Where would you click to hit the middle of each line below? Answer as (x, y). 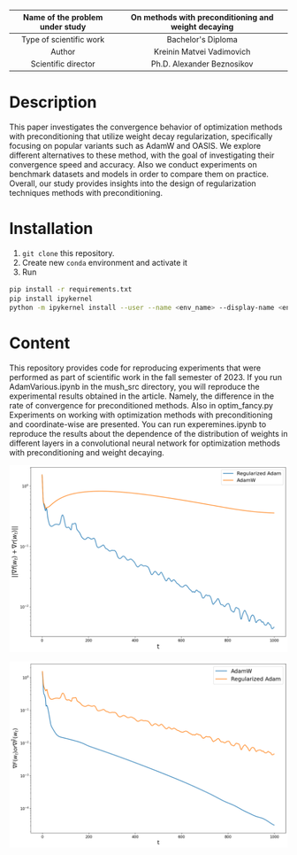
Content (40, 343)
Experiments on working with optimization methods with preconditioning (141, 415)
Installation (51, 228)
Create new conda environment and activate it (105, 262)
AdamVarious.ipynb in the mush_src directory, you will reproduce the (134, 387)
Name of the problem (63, 17)
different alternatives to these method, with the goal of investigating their (142, 155)
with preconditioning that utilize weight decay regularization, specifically (141, 136)
